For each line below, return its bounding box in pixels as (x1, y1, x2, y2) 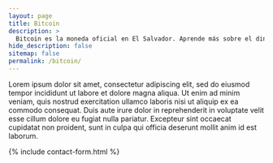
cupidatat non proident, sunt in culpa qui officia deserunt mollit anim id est (8, 122, 258, 132)
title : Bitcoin (8, 19, 60, 28)
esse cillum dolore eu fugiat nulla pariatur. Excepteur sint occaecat (8, 114, 232, 123)
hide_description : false (8, 42, 93, 50)
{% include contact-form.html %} (8, 147, 120, 157)
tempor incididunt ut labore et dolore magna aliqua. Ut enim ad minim (8, 88, 240, 97)
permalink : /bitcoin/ (8, 58, 82, 66)
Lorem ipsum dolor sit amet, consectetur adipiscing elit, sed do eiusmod (8, 79, 250, 89)
